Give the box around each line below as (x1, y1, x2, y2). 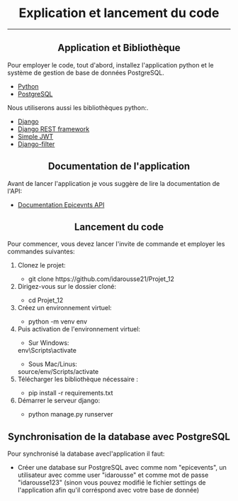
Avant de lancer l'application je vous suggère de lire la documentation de (7, 179, 220, 187)
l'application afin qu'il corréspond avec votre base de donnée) (17, 486, 200, 495)
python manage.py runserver (28, 410, 113, 419)
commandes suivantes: (7, 247, 76, 256)
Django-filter (17, 140, 55, 148)
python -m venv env (28, 317, 87, 326)
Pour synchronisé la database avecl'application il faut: (7, 449, 165, 458)
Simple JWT (17, 132, 54, 141)
